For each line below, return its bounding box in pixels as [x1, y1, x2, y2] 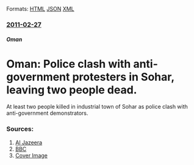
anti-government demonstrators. [6, 109, 88, 117]
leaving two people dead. [6, 82, 137, 97]
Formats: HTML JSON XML [6, 5, 74, 12]
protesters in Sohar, [72, 70, 175, 84]
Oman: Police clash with [6, 57, 131, 71]
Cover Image [15, 152, 48, 159]
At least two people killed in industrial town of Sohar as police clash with [6, 103, 188, 111]
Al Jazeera [15, 139, 43, 146]
